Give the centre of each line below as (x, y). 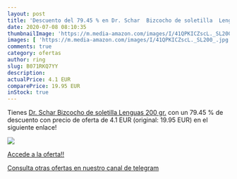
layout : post (26, 14)
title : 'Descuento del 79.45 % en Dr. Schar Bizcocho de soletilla (110, 20)
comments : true (30, 47)
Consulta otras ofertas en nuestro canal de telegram (83, 168)
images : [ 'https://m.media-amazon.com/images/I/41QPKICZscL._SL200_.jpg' (120, 40)
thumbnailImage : (31, 33)
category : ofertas (34, 54)
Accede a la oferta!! (36, 154)
